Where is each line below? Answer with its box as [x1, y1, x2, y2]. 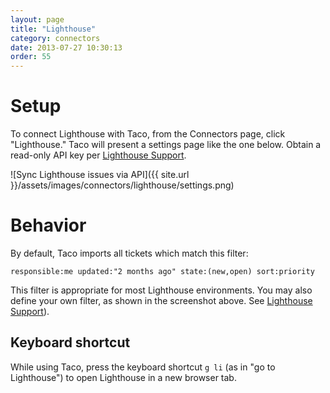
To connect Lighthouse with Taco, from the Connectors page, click [10, 128, 286, 140]
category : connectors [10, 33, 101, 43]
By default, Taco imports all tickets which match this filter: [10, 247, 249, 259]
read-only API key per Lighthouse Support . [10, 149, 187, 161]
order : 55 [10, 52, 52, 62]
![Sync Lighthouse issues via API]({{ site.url [10, 169, 190, 181]
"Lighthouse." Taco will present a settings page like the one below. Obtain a [10, 139, 322, 151]
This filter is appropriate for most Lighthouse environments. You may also [10, 284, 313, 296]
